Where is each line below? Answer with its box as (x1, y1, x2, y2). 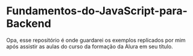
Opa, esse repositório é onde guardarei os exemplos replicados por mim (6, 36, 186, 43)
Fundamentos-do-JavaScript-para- (6, 4, 188, 18)
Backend (6, 17, 51, 30)
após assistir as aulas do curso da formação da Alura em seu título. (6, 43, 173, 50)
